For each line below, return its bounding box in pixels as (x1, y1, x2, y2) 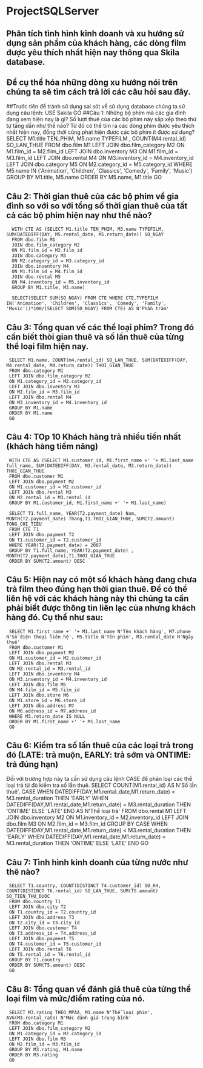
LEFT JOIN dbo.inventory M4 (8, 671, 80, 677)
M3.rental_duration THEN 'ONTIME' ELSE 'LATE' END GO (6, 840, 149, 847)
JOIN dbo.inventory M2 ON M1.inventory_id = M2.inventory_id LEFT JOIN (6, 814, 189, 821)
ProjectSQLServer (6, 4, 99, 18)
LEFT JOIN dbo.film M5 (8, 682, 67, 688)
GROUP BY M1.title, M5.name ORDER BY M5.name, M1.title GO (6, 174, 162, 181)
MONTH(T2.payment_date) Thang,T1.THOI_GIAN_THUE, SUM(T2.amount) (6, 516, 175, 522)
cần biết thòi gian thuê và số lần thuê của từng (6, 331, 184, 342)
